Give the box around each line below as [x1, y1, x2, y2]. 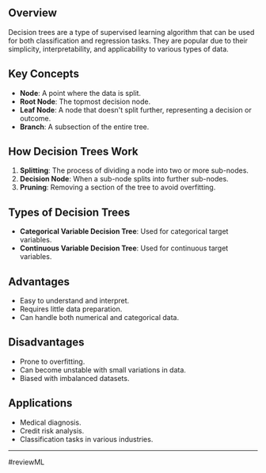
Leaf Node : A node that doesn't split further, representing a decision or [19, 105, 252, 114]
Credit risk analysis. [19, 425, 85, 435]
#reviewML [8, 457, 45, 467]
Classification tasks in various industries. [19, 434, 154, 444]
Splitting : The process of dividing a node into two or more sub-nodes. [19, 166, 249, 175]
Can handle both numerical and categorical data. [19, 313, 180, 322]
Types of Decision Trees [8, 205, 131, 219]
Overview [8, 6, 58, 20]
